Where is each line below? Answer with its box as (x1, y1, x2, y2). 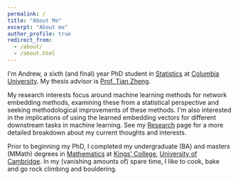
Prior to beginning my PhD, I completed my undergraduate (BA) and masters (7, 142, 231, 150)
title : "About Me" (7, 17, 62, 24)
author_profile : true (7, 30, 72, 38)
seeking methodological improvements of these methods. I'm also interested (7, 106, 232, 114)
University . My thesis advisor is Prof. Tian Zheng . (7, 77, 151, 85)
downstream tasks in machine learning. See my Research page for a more (7, 120, 224, 129)
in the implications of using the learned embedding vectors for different (7, 113, 217, 121)
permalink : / (7, 10, 46, 18)
